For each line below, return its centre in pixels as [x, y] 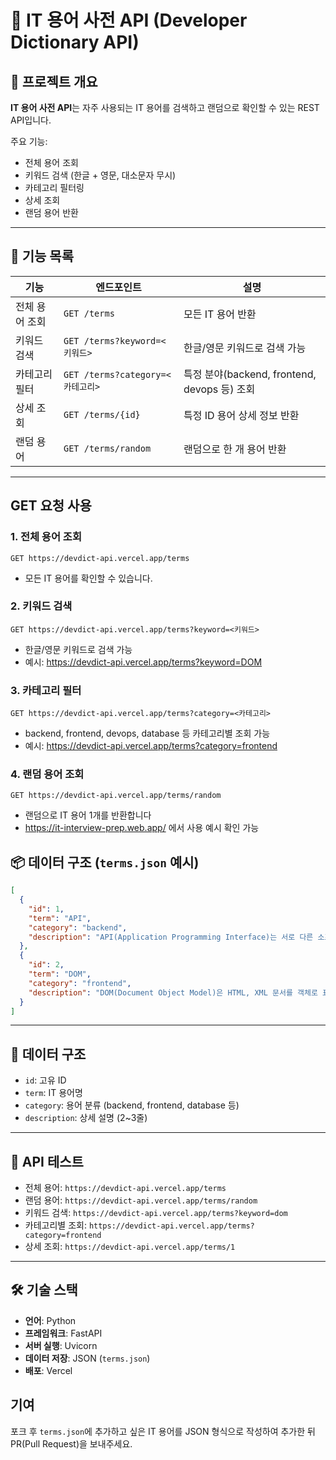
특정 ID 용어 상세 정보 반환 [241, 415]
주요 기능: [29, 141]
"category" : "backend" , [78, 927]
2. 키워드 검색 [41, 606]
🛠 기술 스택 [44, 1290]
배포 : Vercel [48, 1370]
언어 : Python [50, 1320]
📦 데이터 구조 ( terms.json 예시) [105, 862]
